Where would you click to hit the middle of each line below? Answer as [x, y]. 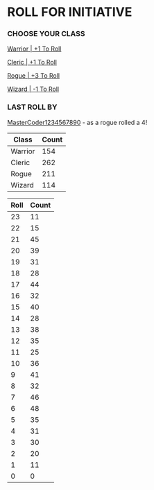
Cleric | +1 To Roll [32, 62]
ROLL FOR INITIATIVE [70, 12]
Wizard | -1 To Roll [33, 89]
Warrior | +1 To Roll [34, 49]
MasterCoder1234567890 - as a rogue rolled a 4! [77, 122]
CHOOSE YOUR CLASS [46, 34]
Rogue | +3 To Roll [34, 76]
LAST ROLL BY [32, 107]
